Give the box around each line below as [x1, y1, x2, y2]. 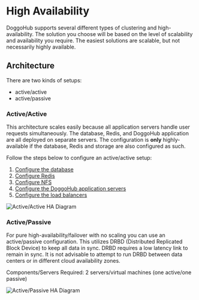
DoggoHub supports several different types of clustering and [6, 24, 157, 31]
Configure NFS [14, 179, 52, 186]
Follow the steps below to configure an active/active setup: [6, 155, 152, 162]
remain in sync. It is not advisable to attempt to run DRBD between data [6, 251, 183, 258]
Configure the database [14, 166, 74, 173]
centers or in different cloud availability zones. [6, 257, 121, 265]
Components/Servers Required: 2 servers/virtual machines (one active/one [6, 269, 192, 276]
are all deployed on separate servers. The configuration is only [6, 136, 162, 144]
